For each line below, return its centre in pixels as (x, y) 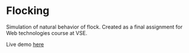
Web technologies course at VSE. (47, 33)
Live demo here (25, 44)
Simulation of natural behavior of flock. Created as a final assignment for (94, 27)
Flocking (28, 11)
